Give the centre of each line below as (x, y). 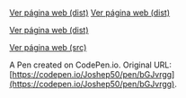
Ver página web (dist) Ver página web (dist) (90, 13)
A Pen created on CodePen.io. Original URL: (91, 65)
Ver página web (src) (48, 48)
